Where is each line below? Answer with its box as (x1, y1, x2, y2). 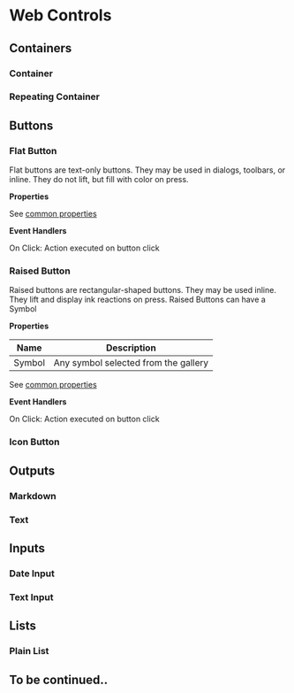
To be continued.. (9, 672, 109, 687)
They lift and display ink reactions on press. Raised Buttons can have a (9, 294, 267, 305)
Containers (9, 41, 72, 56)
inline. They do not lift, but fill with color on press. (9, 174, 189, 185)
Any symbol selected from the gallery (53, 357, 209, 369)
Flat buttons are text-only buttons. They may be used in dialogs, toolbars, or (9, 165, 286, 175)
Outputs (9, 463, 56, 478)
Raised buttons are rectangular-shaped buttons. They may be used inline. (9, 285, 276, 296)
